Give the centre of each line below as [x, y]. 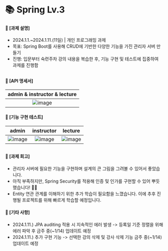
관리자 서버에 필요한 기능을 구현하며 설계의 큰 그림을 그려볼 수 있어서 [79, 169]
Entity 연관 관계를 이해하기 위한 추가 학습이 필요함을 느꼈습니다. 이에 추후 [84, 194]
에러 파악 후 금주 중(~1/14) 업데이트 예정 [52, 231]
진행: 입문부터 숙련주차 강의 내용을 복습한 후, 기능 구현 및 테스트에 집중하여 [86, 59]
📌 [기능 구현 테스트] [24, 117]
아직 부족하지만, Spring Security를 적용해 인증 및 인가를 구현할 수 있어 [81, 181]
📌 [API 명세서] [19, 80]
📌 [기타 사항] [18, 212]
